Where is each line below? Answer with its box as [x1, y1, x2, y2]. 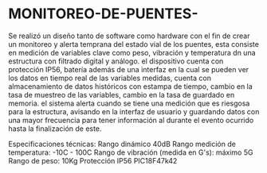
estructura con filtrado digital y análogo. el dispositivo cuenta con [8, 56, 224, 66]
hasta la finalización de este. [8, 124, 102, 133]
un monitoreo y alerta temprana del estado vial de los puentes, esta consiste [8, 39, 259, 48]
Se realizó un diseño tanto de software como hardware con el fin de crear [8, 31, 250, 40]
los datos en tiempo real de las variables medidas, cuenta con [8, 73, 211, 83]
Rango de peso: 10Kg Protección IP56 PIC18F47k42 [8, 156, 178, 165]
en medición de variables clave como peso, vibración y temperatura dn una [8, 48, 257, 57]
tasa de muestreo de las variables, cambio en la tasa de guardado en [8, 90, 235, 99]
